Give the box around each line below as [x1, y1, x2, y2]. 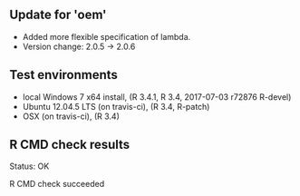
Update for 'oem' [9, 7, 107, 23]
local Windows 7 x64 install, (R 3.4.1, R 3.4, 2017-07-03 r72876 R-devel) [22, 91, 292, 103]
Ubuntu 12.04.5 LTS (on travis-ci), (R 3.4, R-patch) [22, 101, 210, 112]
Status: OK [9, 161, 50, 171]
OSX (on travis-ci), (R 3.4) [22, 111, 121, 122]
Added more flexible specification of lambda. [22, 31, 191, 42]
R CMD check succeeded [9, 179, 105, 190]
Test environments [9, 67, 118, 83]
